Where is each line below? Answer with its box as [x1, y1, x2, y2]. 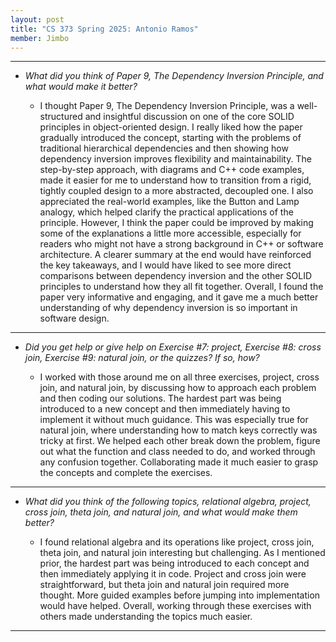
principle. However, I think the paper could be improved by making [39, 217, 314, 229]
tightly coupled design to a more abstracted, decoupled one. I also [39, 185, 314, 197]
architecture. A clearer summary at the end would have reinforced [39, 249, 312, 261]
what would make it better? [24, 81, 138, 93]
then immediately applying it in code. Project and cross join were [39, 568, 307, 580]
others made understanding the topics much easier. [39, 611, 253, 623]
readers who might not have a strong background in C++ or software [39, 238, 324, 250]
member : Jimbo [10, 33, 70, 43]
